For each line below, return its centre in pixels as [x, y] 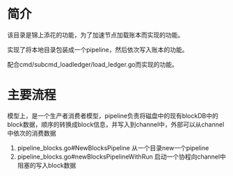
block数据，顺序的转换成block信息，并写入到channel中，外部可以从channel [116, 124]
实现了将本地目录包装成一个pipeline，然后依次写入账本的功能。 [98, 49]
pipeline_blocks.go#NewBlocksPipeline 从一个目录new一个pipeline [113, 147]
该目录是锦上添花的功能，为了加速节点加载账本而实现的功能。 [96, 35]
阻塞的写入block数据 [47, 165]
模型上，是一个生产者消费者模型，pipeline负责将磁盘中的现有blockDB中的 [113, 115]
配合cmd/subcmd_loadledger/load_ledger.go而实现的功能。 [93, 64]
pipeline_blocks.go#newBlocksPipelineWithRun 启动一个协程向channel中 [121, 157]
